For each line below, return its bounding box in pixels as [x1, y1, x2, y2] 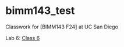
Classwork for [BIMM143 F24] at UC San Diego [5, 23, 119, 30]
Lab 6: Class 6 [5, 34, 40, 41]
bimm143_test [5, 4, 75, 17]
